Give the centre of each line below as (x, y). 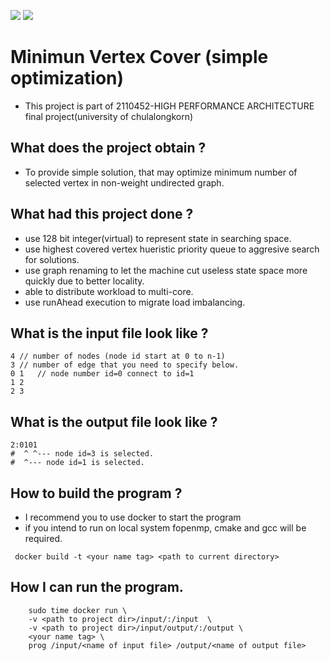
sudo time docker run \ (78, 610)
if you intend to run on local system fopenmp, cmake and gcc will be (165, 528)
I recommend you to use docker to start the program (133, 517)
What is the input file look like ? (109, 333)
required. (43, 538)
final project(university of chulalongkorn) (109, 116)
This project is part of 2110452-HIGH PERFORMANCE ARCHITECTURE (169, 106)
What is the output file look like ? (114, 421)
